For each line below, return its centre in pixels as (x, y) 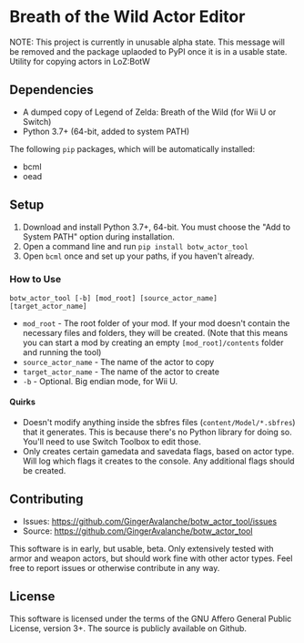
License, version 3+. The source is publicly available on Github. (128, 628)
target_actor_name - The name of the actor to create (121, 372)
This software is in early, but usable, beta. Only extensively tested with (142, 548)
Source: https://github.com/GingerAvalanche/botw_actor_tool (137, 531)
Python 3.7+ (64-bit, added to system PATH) (106, 131)
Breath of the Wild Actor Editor (127, 17)
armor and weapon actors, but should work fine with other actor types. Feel (151, 558)
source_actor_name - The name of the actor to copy (118, 362)
